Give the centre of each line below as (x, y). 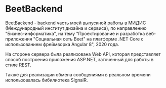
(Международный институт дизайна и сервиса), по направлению (76, 28)
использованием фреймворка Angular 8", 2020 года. (62, 44)
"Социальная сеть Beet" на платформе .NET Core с (88, 39)
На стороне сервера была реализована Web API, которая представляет (83, 54)
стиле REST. (18, 65)
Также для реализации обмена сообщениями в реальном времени (78, 74)
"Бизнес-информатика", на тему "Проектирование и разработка (75, 33)
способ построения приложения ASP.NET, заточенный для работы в (79, 59)
